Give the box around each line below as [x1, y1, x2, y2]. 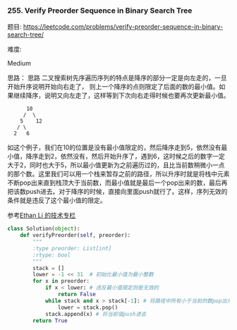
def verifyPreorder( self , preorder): [20, 232, 131, 239]
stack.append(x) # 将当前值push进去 [44, 310, 147, 317]
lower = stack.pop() [57, 304, 119, 311]
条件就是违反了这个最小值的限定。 [7, 196, 107, 204]
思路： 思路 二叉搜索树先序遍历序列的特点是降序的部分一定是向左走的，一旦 [7, 73, 227, 82]
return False [57, 291, 97, 298]
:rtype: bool [32, 251, 71, 259]
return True [32, 317, 68, 324]
